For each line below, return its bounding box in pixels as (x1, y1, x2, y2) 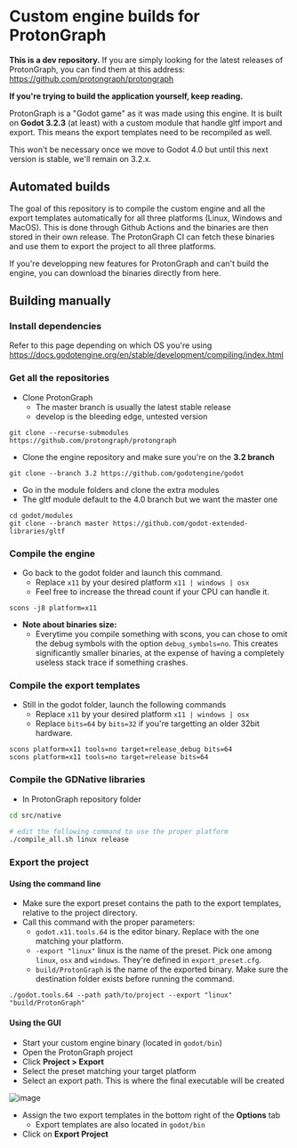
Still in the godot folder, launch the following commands (21, 699, 227, 710)
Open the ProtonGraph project (21, 1047, 133, 1057)
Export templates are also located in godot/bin (35, 1119, 206, 1129)
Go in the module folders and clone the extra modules (21, 484, 220, 495)
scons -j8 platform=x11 (9, 603, 98, 613)
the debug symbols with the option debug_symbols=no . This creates (35, 638, 278, 649)
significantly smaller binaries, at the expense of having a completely (35, 648, 285, 659)
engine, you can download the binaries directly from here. (9, 267, 221, 278)
